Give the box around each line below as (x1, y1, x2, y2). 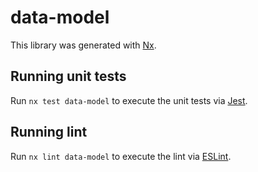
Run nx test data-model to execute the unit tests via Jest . (10, 94, 248, 106)
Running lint (10, 124, 88, 141)
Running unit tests (10, 68, 127, 85)
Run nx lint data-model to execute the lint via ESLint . (10, 150, 232, 162)
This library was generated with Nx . (10, 39, 157, 51)
